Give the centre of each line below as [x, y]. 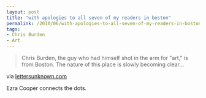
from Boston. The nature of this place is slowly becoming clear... [103, 64]
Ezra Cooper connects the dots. [47, 88]
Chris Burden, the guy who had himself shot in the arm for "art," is [105, 58]
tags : [13, 29]
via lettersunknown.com [37, 76]
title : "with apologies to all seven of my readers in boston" [89, 18]
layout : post [23, 12]
